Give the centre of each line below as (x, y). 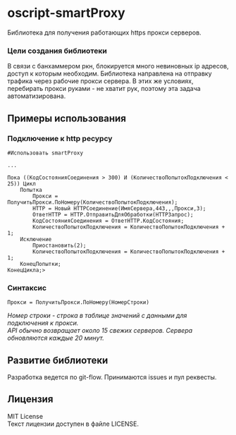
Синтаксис (27, 288)
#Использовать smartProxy (45, 153)
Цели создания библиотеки (57, 51)
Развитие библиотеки (58, 360)
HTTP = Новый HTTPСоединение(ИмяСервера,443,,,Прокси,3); (119, 208)
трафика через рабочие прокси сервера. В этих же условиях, (100, 81)
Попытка (31, 190)
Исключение (36, 239)
